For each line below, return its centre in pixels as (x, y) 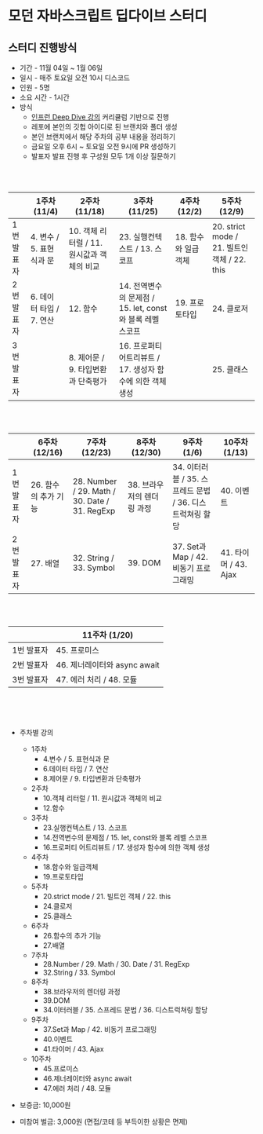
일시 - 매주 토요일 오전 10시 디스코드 (75, 78)
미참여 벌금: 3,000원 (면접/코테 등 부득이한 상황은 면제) (103, 1121)
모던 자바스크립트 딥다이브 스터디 (108, 16)
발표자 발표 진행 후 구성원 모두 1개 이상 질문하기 (103, 156)
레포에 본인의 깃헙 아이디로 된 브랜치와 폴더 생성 (104, 127)
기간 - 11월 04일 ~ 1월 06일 (61, 68)
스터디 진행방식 (43, 48)
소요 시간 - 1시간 (45, 97)
